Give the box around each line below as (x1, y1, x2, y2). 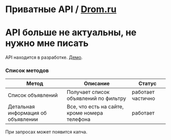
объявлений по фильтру (67, 95, 126, 102)
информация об (8, 110, 47, 117)
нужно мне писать (5, 38, 89, 49)
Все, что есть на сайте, (67, 103, 124, 110)
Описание (83, 80, 110, 87)
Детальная (8, 103, 35, 110)
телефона (67, 116, 91, 123)
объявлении (8, 116, 38, 123)
